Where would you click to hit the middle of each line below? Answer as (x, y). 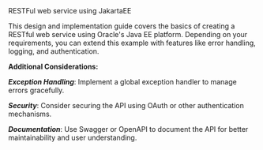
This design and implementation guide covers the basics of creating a (122, 26)
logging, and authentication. (54, 51)
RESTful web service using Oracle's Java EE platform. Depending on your (128, 34)
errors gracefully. (36, 90)
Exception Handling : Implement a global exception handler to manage (122, 82)
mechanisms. (30, 114)
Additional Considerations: (53, 66)
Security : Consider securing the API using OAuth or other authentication (126, 105)
